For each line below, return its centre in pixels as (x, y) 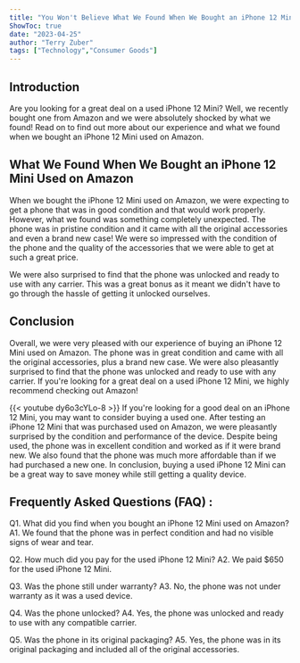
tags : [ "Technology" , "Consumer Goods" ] (83, 51)
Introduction (45, 87)
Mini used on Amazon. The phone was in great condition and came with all (146, 352)
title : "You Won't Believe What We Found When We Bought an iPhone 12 (143, 17)
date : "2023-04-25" (46, 34)
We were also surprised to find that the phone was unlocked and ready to (144, 274)
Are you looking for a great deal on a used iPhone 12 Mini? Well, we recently (149, 108)
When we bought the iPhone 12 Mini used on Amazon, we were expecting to (150, 200)
